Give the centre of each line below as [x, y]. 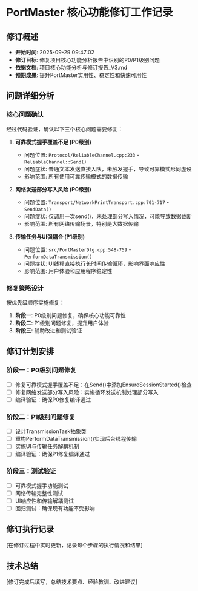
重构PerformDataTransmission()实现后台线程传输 [76, 439]
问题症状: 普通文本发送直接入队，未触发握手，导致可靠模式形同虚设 [108, 169]
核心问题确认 [25, 114]
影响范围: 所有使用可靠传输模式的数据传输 [76, 176]
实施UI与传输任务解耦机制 [47, 446]
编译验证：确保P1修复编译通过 [52, 454]
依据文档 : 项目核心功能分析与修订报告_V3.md [71, 68]
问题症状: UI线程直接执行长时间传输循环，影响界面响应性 [94, 263]
